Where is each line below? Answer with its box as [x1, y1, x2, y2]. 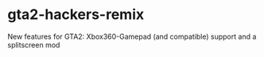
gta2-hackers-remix [7, 6, 145, 24]
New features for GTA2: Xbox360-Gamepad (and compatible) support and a [7, 32, 257, 41]
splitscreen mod [7, 40, 60, 49]
